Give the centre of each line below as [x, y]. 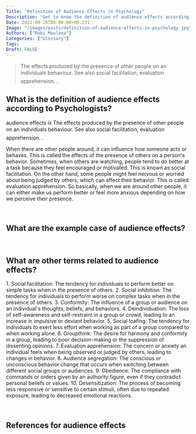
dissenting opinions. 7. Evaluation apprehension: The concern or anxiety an [96, 346]
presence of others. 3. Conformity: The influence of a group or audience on [97, 303]
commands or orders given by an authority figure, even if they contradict [93, 377]
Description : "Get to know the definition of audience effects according [98, 17]
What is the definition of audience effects [83, 100]
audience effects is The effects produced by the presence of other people [95, 123]
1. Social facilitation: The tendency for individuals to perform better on [90, 284]
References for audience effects [66, 425]
